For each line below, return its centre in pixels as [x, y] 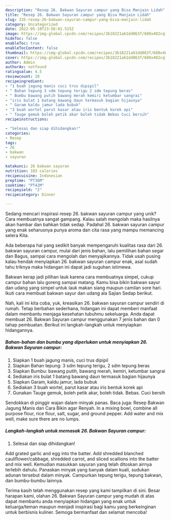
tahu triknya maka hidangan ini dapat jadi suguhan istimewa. [69, 267]
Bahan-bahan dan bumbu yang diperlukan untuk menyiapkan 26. [76, 342]
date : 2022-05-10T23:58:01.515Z [39, 29]
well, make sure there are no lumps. [43, 419]
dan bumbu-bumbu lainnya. [34, 480]
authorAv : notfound [26, 67]
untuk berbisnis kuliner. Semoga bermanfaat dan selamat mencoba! [76, 512]
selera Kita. [17, 235]
